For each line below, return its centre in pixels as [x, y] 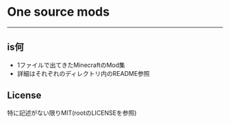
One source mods [59, 12]
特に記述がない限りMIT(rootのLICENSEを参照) [72, 113]
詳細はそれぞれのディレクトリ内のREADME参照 [84, 73]
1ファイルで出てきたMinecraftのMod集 [71, 65]
